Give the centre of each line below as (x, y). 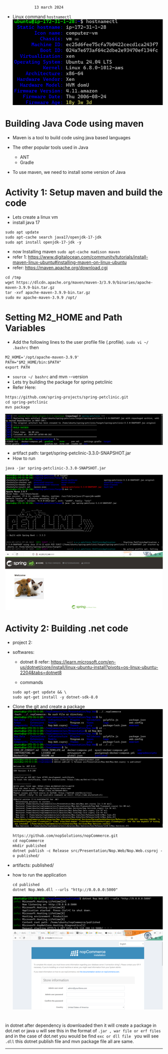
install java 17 (26, 222)
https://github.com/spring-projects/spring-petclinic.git (67, 397)
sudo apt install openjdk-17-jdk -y (43, 242)
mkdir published (29, 846)
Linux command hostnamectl (42, 17)
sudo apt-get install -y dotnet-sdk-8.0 (55, 697)
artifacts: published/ (33, 865)
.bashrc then (25, 347)
